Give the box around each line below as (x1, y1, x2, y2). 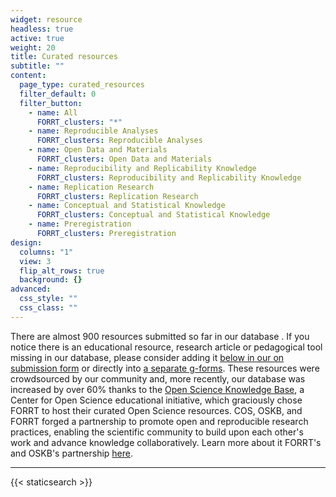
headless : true (10, 24, 74, 34)
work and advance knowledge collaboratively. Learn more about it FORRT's (10, 436, 322, 448)
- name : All (28, 107, 78, 118)
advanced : (10, 284, 52, 295)
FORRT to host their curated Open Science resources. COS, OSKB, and (10, 404, 303, 416)
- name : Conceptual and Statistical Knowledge (28, 201, 226, 211)
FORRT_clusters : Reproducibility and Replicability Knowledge (36, 172, 302, 183)
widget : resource (10, 14, 83, 25)
